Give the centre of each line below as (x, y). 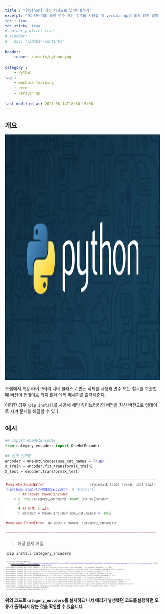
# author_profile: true (29, 31)
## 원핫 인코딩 (18, 456)
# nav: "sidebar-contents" (35, 42)
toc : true (16, 21)
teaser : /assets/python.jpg (42, 57)
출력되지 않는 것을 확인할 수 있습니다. (49, 607)
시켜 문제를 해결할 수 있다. (35, 411)
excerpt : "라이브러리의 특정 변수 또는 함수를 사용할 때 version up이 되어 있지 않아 (82, 15)
